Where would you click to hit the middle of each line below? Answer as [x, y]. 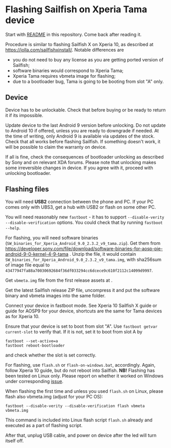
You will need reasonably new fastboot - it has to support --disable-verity [85, 217]
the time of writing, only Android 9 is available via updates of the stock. [80, 136]
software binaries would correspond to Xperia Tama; [68, 71]
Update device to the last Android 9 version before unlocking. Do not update [86, 125]
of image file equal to [28, 265]
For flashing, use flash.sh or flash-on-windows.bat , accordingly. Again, [80, 365]
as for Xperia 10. [22, 316]
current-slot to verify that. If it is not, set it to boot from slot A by [74, 331]
